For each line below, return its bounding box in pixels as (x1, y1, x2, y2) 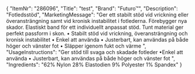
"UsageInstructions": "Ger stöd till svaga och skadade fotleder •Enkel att (6, 49, 183, 55)
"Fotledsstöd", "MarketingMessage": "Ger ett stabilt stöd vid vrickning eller (6, 11, 189, 18)
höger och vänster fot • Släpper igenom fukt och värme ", (6, 42, 147, 49)
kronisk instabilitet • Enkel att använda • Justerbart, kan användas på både (6, 36, 189, 43)
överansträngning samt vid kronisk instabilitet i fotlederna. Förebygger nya (6, 18, 187, 24)
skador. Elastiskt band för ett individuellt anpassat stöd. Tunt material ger (6, 23, 184, 31)
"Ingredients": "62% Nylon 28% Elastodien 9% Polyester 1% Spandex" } (6, 61, 182, 68)
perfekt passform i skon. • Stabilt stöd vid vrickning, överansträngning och (6, 30, 188, 37)
